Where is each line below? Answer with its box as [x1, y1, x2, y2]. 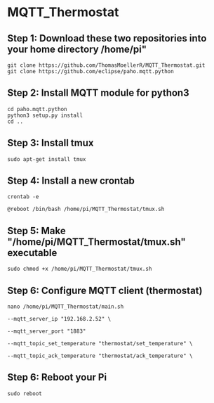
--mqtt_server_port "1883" [7, 328, 86, 335]
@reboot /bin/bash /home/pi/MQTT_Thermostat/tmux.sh [7, 205, 165, 213]
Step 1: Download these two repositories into [7, 32, 207, 44]
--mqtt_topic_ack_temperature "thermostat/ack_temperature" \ [7, 352, 193, 359]
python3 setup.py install [7, 112, 83, 119]
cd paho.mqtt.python [7, 105, 68, 113]
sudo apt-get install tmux [7, 155, 86, 162]
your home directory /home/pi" [7, 43, 147, 55]
